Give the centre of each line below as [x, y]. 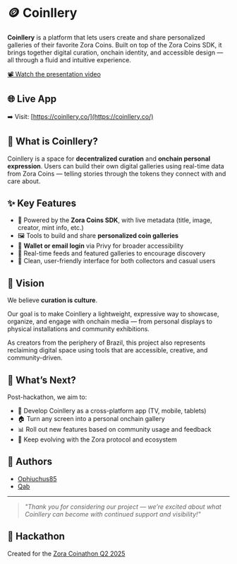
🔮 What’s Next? [42, 380]
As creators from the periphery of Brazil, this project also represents [107, 343]
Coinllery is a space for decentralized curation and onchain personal [109, 159]
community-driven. [35, 358]
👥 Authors [30, 462]
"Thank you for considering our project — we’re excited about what [123, 507]
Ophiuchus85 [37, 478]
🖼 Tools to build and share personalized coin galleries [98, 236]
